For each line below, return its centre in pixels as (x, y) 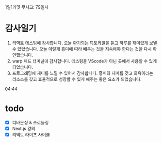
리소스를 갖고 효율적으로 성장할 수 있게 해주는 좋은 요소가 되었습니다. (77, 79)
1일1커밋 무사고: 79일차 (27, 7)
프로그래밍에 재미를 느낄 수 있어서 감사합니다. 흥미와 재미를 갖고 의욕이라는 (83, 73)
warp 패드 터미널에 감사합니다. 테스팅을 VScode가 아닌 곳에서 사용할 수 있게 (84, 61)
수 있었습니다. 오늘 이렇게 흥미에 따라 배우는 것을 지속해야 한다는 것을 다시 (82, 49)
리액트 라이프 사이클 (31, 134)
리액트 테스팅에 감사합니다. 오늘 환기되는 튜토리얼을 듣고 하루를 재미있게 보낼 (85, 43)
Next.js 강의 (24, 128)
